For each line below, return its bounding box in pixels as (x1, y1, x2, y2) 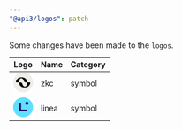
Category (70, 59, 106, 70)
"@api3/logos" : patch (9, 14, 89, 23)
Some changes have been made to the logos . (9, 40, 174, 50)
